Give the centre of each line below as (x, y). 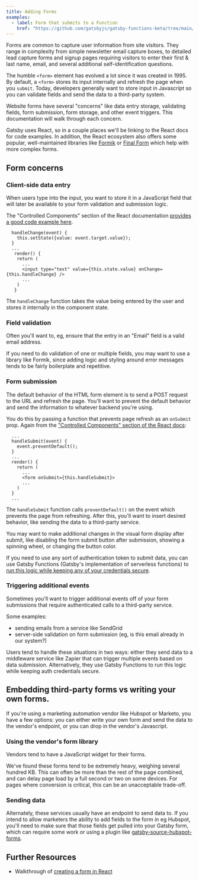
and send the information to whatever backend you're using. (80, 407)
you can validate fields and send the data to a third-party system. (86, 95)
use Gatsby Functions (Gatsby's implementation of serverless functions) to (97, 564)
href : (24, 28)
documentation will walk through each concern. (64, 119)
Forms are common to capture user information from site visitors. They (92, 45)
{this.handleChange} (32, 274)
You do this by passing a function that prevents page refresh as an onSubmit (99, 419)
